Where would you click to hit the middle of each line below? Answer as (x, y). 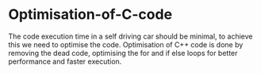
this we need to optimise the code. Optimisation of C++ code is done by (126, 44)
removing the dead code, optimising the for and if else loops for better (123, 53)
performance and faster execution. (65, 61)
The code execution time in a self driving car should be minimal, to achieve (130, 36)
